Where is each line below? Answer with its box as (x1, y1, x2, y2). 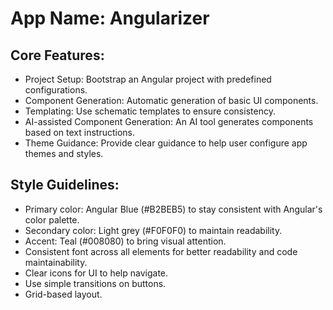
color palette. (24, 213, 80, 226)
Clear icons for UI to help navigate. (24, 267, 169, 279)
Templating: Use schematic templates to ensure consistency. (24, 105, 276, 117)
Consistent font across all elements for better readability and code (24, 245, 298, 257)
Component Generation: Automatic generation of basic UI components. (24, 95, 319, 106)
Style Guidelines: (10, 177, 120, 194)
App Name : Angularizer (10, 7, 210, 30)
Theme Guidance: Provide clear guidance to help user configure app (24, 137, 308, 149)
